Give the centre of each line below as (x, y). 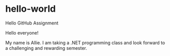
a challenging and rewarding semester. (46, 48)
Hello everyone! (22, 33)
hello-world (31, 9)
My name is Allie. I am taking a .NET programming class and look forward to (85, 43)
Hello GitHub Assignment (32, 23)
